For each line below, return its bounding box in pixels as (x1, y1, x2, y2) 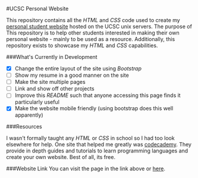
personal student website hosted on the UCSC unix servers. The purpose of (6, 23, 192, 30)
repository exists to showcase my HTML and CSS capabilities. (6, 42, 158, 49)
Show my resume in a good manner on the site (14, 71, 129, 79)
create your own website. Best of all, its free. (6, 154, 116, 161)
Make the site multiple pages (14, 79, 86, 86)
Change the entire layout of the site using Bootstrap (14, 65, 142, 72)
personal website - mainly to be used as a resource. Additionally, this (6, 36, 175, 42)
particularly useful (14, 98, 59, 106)
